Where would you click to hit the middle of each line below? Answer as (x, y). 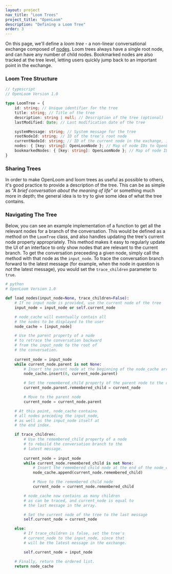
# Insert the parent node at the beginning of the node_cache (91, 369)
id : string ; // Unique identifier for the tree (66, 108)
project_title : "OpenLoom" (34, 19)
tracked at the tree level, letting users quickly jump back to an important (81, 60)
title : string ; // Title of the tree (55, 113)
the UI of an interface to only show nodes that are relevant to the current (82, 248)
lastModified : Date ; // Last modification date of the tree (80, 122)
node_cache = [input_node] (43, 326)
